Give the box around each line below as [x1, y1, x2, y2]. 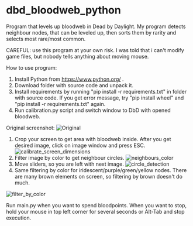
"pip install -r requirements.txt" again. [14, 100, 106, 107]
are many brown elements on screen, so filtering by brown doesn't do [14, 173, 183, 180]
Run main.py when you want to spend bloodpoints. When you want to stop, [6, 201, 187, 208]
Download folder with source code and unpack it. [14, 81, 133, 88]
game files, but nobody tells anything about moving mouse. [6, 53, 149, 60]
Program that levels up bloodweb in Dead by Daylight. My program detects [6, 23, 186, 30]
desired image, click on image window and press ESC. [14, 142, 146, 149]
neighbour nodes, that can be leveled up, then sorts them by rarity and [6, 29, 177, 36]
